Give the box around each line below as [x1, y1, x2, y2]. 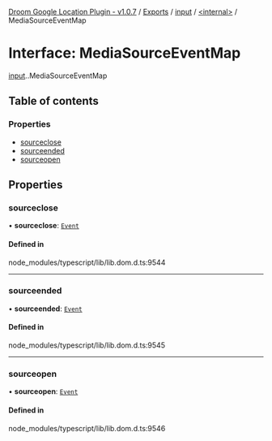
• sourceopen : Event [8, 387, 79, 396]
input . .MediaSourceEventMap [8, 71, 108, 80]
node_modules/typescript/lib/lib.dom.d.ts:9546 [8, 423, 166, 433]
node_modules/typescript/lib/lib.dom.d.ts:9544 [8, 257, 166, 267]
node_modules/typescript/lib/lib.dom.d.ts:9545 [8, 340, 166, 350]
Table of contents [8, 94, 99, 108]
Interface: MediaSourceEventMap [8, 44, 241, 63]
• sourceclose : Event [8, 221, 79, 231]
